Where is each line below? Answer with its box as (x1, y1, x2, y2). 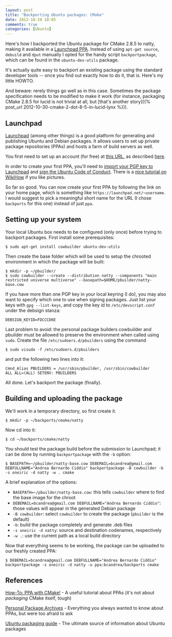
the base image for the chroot (12, 494, 76, 500)
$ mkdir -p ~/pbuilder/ (5, 269, 56, 274)
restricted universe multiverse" (5, 277, 77, 282)
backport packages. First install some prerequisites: (5, 234, 115, 240)
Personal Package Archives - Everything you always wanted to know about (5, 605, 164, 611)
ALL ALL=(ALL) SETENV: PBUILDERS (5, 370, 77, 376)
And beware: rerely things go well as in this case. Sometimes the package (5, 88, 161, 94)
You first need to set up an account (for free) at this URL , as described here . (5, 153, 166, 159)
